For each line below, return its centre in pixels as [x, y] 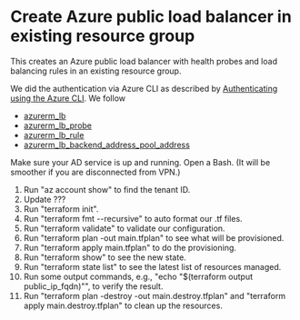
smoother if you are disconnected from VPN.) [95, 172]
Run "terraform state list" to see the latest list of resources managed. [152, 266]
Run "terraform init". [61, 209]
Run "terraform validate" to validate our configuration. [124, 228]
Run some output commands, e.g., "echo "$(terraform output [138, 276]
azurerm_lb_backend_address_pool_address [106, 145]
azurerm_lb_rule [54, 135]
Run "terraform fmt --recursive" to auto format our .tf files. [133, 218]
